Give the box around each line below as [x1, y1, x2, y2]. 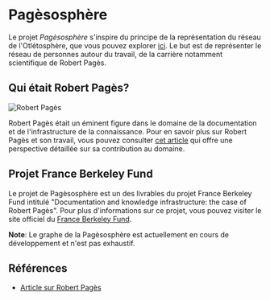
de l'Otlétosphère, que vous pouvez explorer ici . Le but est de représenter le [8, 40, 262, 50]
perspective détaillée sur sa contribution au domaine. [8, 143, 185, 154]
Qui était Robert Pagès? [8, 81, 130, 95]
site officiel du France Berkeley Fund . [8, 214, 132, 224]
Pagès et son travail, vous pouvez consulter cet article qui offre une [8, 135, 234, 145]
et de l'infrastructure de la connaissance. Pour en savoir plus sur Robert [8, 126, 247, 136]
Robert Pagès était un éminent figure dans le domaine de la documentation [8, 118, 257, 128]
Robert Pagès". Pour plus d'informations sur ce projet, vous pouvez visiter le [8, 205, 262, 215]
